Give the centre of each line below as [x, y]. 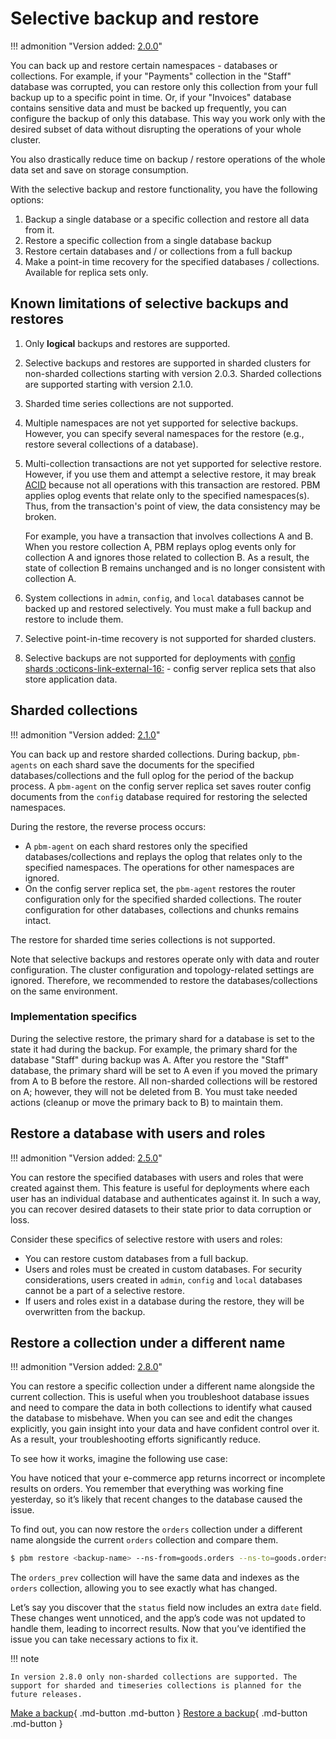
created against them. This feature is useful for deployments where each [160, 1188]
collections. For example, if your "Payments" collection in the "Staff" [151, 76]
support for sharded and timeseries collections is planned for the [156, 1686]
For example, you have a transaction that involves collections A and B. [169, 536]
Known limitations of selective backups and [149, 303]
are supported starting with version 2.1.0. [109, 384]
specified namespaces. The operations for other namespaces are [159, 867]
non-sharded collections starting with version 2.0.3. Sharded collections [173, 373]
